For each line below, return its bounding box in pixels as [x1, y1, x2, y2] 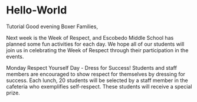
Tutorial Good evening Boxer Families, [6, 23, 98, 30]
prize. [6, 89, 21, 96]
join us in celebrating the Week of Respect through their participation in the [6, 46, 189, 53]
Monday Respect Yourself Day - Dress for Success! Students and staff [6, 64, 177, 71]
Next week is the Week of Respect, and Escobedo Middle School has [6, 34, 174, 41]
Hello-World [6, 4, 67, 17]
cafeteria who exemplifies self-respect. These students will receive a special [6, 83, 192, 90]
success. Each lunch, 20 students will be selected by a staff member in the [6, 77, 188, 84]
